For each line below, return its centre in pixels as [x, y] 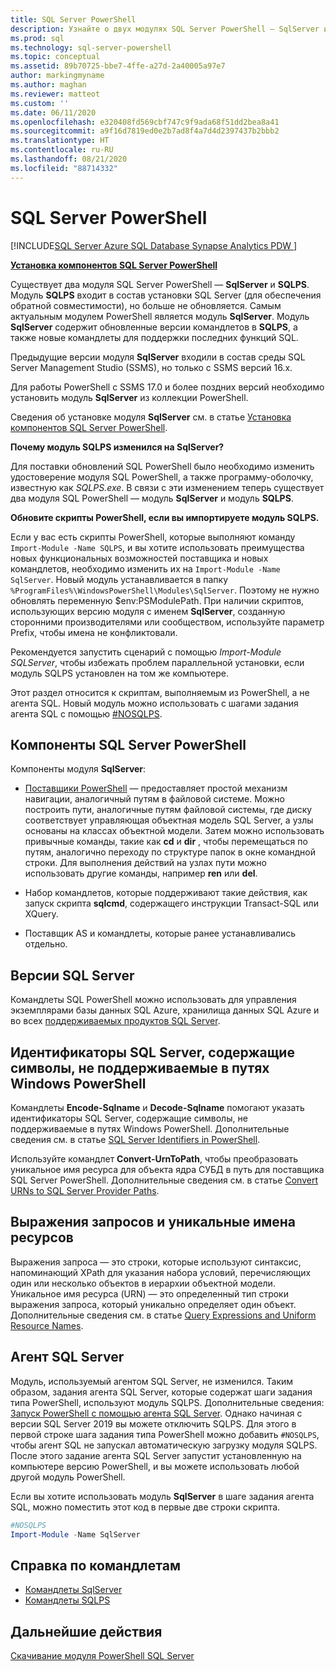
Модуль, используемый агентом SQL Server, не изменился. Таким [152, 1381]
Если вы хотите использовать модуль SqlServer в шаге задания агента [162, 1496]
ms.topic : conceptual [55, 57]
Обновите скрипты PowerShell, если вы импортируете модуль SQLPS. [165, 517]
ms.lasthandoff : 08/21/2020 [69, 159]
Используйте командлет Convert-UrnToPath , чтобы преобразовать [154, 1159]
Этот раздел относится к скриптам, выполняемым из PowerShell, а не [160, 692]
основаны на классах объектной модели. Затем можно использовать [174, 831]
